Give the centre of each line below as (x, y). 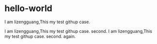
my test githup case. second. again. (40, 36)
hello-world (29, 8)
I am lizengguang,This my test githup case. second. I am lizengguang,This (78, 31)
